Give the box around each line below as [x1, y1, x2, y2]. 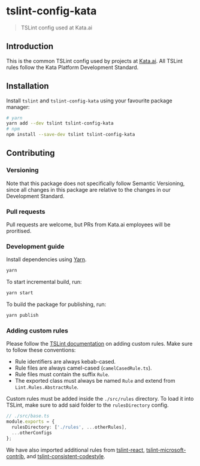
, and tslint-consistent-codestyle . [23, 452, 106, 459]
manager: [6, 103, 30, 110]
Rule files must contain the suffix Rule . [14, 371, 110, 378]
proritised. [6, 228, 32, 235]
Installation [6, 81, 49, 91]
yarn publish [6, 313, 39, 319]
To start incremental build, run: [6, 279, 82, 286]
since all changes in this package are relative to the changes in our [6, 186, 171, 193]
